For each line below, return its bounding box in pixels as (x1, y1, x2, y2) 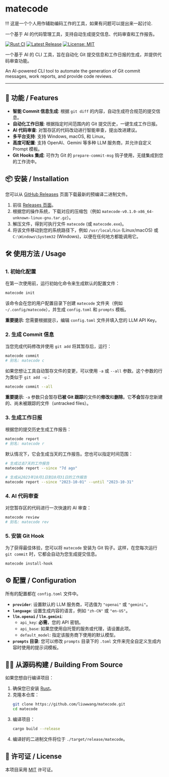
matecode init (5, 291, 35, 296)
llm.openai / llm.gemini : (12, 613, 63, 619)
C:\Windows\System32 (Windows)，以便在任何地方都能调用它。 (12, 233, 141, 239)
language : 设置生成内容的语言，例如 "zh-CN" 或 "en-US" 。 (12, 607, 131, 613)
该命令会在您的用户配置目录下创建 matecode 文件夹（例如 (5, 300, 123, 306)
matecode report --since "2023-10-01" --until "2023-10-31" (5, 479, 134, 484)
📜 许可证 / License (5, 752, 62, 761)
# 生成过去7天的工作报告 (5, 461, 50, 466)
